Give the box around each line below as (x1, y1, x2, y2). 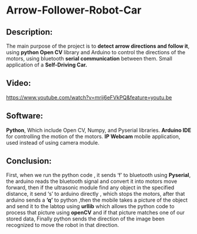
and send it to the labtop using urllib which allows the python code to (6, 203, 175, 210)
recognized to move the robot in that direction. (6, 222, 119, 229)
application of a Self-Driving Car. (6, 61, 87, 68)
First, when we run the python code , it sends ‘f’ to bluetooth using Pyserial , (6, 172, 191, 179)
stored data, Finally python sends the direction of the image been (6, 215, 165, 222)
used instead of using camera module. (6, 139, 100, 146)
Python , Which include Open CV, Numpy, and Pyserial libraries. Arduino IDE (6, 126, 192, 133)
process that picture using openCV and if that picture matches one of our (6, 209, 185, 216)
